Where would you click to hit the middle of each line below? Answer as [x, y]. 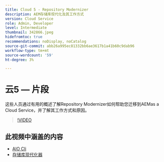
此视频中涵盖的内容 [34, 137]
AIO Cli [19, 149]
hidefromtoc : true [24, 37]
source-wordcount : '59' [29, 55]
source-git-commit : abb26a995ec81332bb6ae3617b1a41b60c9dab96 [70, 46]
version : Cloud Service [29, 19]
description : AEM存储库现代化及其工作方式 [45, 14]
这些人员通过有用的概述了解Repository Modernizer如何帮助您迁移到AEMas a [82, 104]
